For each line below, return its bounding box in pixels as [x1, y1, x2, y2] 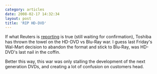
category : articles [5, 7, 45, 12]
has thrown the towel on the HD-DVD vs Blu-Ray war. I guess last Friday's [5, 39, 153, 45]
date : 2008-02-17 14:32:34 [5, 12, 60, 16]
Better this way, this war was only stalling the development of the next [5, 59, 146, 64]
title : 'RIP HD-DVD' [5, 20, 47, 26]
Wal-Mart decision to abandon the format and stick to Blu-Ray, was [5, 44, 140, 50]
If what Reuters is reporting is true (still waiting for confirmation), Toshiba [5, 34, 152, 40]
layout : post [5, 16, 32, 21]
